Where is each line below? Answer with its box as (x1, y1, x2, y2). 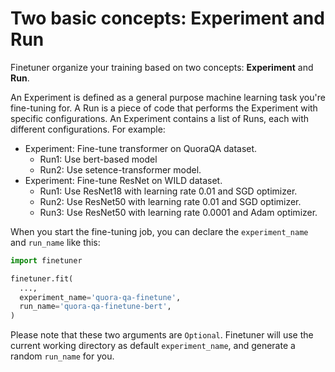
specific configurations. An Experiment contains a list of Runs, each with (10, 112, 310, 124)
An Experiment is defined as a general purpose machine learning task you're (10, 91, 326, 103)
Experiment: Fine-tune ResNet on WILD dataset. (24, 174, 223, 186)
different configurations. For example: (10, 123, 166, 135)
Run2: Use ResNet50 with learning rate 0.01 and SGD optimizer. (39, 195, 302, 207)
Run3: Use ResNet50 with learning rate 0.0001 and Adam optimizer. (39, 206, 318, 218)
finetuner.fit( (10, 273, 74, 284)
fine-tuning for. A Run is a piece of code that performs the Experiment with (10, 102, 318, 114)
